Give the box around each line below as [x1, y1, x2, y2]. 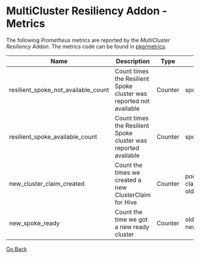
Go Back [6, 245, 27, 253]
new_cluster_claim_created [9, 179, 85, 188]
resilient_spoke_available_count [9, 132, 97, 141]
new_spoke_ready [9, 219, 60, 227]
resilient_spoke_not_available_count [9, 85, 110, 94]
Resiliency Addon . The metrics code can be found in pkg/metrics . [6, 43, 167, 50]
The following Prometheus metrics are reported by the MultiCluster [6, 36, 170, 43]
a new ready [115, 222, 150, 231]
